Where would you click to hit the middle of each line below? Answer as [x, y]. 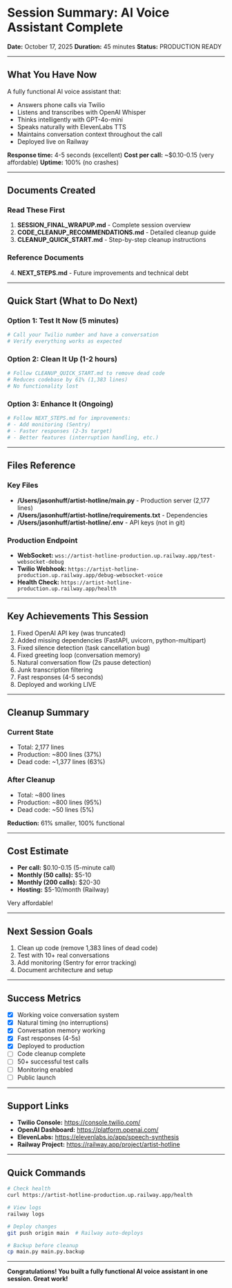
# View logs [24, 1208]
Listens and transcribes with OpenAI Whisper [81, 112]
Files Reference [41, 465]
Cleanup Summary [48, 713]
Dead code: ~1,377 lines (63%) [61, 762]
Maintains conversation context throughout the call [89, 134]
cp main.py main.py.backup [46, 1252]
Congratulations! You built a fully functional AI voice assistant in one [108, 1271]
